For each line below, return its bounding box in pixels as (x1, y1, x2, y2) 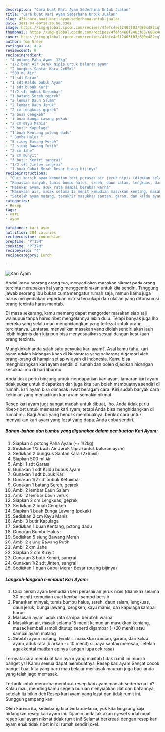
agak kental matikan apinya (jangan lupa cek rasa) (12, 646, 114, 652)
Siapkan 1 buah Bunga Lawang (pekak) (12, 508, 92, 514)
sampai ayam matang (12, 630, 56, 636)
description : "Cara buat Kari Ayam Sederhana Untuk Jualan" (5, 7, 131, 12)
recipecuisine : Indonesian (5, 235, 61, 239)
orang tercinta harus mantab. (5, 301, 64, 307)
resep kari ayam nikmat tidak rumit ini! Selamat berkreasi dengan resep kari (5, 716, 158, 722)
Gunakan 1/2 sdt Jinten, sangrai (12, 560, 77, 566)
